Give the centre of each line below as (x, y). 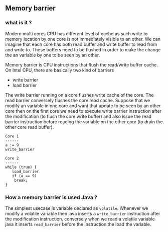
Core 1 (12, 136)
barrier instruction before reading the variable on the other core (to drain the (84, 122)
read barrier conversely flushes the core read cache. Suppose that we (78, 100)
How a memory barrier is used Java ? (51, 197)
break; (21, 180)
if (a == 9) (24, 176)
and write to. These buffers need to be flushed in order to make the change (83, 49)
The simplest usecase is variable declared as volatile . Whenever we (77, 208)
